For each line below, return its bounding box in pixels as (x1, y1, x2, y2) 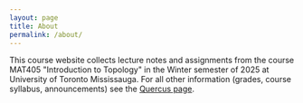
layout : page (9, 13, 59, 23)
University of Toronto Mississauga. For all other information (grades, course (9, 74, 292, 85)
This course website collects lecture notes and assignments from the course (9, 55, 295, 66)
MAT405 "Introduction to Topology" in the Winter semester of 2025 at (9, 64, 270, 75)
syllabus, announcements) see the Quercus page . (9, 83, 195, 95)
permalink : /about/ (9, 30, 83, 39)
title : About (9, 22, 59, 31)
